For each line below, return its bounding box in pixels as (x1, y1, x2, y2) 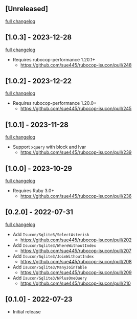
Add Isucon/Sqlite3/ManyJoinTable (12, 264, 87, 270)
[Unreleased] (5, 5, 49, 13)
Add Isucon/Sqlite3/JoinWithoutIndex (12, 253, 94, 259)
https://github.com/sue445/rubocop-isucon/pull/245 (20, 105, 132, 112)
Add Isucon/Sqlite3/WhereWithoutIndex (12, 242, 96, 248)
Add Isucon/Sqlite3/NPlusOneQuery (12, 275, 87, 281)
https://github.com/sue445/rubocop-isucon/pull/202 (20, 237, 132, 243)
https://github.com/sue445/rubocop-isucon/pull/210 (20, 280, 131, 286)
